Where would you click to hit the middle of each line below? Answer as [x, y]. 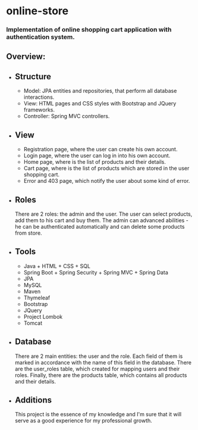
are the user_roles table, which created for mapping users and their [97, 369]
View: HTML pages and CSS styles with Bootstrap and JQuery [100, 104]
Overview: [26, 56]
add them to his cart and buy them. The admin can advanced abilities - [101, 220]
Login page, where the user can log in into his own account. [97, 155]
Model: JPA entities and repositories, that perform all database [100, 91]
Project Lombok [43, 316]
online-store [37, 11]
